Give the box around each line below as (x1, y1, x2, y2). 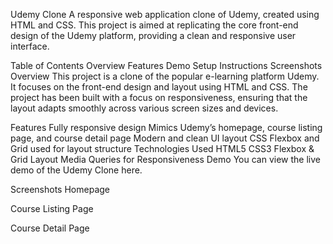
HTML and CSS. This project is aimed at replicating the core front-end (10, 19, 299, 31)
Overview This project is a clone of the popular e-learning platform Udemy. (10, 70, 320, 82)
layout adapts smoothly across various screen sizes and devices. (10, 102, 279, 114)
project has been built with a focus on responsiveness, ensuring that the (10, 92, 308, 103)
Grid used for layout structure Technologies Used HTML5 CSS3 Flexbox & (10, 143, 315, 154)
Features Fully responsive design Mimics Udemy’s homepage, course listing (10, 122, 323, 133)
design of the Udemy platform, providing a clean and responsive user (10, 30, 297, 41)
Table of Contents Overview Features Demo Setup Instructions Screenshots (10, 60, 323, 71)
